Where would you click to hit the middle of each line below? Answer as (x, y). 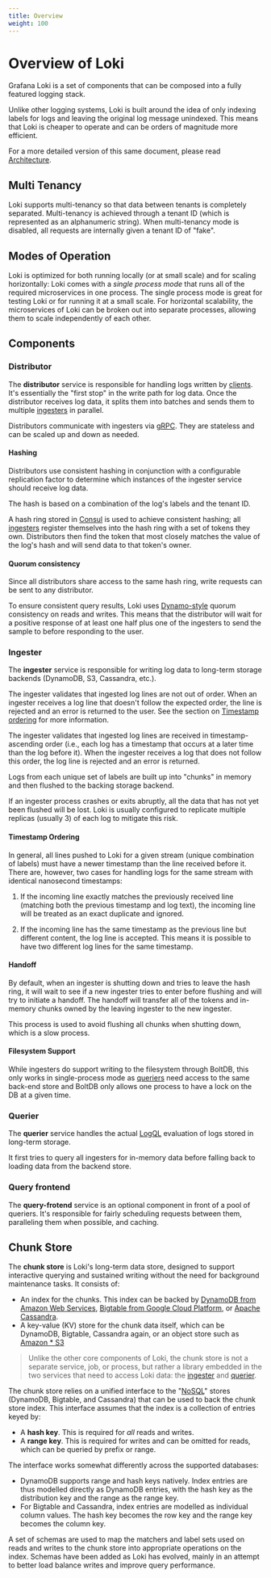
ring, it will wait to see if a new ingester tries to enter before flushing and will (135, 991)
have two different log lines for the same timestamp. (106, 946)
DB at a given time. (40, 1095)
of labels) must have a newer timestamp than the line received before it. (128, 863)
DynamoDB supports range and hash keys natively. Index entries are (134, 1481)
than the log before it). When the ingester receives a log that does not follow (135, 753)
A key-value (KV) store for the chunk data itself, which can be (122, 1325)
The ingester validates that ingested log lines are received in (108, 735)
